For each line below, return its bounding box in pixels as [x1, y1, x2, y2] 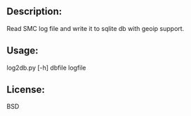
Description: [6, 6, 62, 18]
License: [6, 84, 45, 96]
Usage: [6, 45, 39, 57]
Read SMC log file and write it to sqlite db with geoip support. [6, 24, 185, 32]
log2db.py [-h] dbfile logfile [6, 63, 86, 72]
